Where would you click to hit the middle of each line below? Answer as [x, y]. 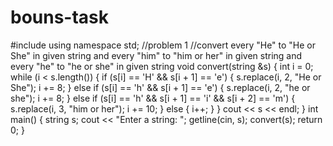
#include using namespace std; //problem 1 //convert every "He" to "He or [163, 45]
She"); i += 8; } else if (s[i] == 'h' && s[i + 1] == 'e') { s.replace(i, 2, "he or [160, 87]
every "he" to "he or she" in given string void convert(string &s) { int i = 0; [162, 66]
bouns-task [60, 17]
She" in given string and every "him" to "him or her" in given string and [156, 55]
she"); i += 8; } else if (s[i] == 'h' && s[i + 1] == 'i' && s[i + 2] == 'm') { [153, 98]
